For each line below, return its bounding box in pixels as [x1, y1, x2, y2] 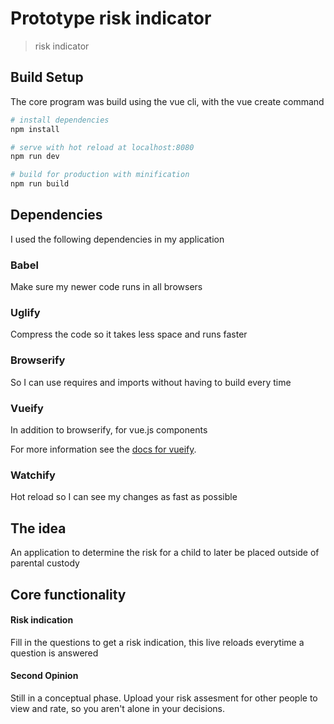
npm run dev [10, 152, 60, 162]
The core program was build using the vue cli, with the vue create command [10, 95, 325, 107]
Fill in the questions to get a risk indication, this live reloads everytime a [10, 636, 305, 648]
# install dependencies [10, 115, 110, 125]
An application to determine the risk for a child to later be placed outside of [10, 547, 320, 559]
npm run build [10, 179, 70, 189]
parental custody [10, 557, 80, 569]
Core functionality [10, 586, 127, 603]
